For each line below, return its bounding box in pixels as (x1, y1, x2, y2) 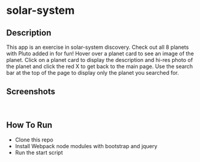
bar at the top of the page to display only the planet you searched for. (6, 69, 179, 76)
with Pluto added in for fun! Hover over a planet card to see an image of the (6, 50, 195, 57)
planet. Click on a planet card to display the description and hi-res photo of (6, 57, 193, 63)
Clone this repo (15, 136, 53, 143)
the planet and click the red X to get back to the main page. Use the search (6, 63, 193, 70)
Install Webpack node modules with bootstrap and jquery (15, 142, 158, 149)
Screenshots (6, 87, 56, 97)
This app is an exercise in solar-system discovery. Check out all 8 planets (6, 43, 189, 51)
